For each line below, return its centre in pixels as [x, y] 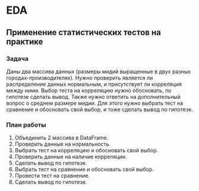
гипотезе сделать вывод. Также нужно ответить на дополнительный [94, 96]
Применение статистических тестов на [84, 32]
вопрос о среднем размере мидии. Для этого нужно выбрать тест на [94, 103]
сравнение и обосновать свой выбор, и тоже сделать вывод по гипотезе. [99, 109]
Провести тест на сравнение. [52, 176]
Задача [17, 58]
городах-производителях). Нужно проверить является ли [80, 77]
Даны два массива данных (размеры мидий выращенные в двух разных [99, 71]
